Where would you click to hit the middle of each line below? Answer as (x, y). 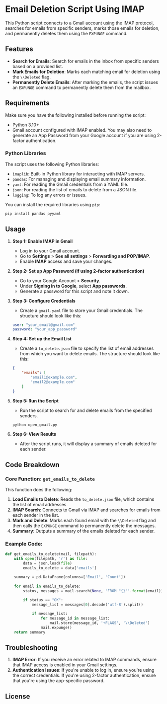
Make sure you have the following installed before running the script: (75, 115)
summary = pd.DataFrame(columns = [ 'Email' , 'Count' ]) (70, 577)
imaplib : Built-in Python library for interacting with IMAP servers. (79, 174)
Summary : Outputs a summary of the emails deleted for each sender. (83, 531)
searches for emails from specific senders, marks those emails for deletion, (83, 28)
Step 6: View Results (34, 434)
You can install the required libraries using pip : (53, 204)
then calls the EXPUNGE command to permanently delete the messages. (84, 526)
